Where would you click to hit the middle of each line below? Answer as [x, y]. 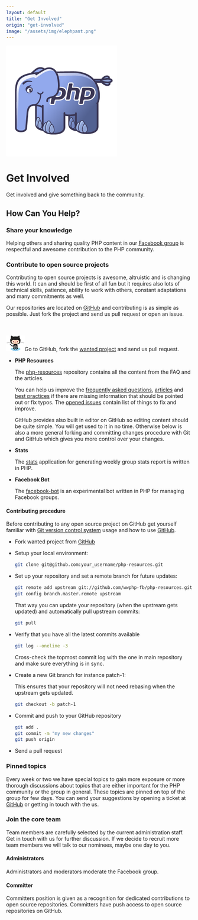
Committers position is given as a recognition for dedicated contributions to [98, 898]
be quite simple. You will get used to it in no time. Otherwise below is [98, 426]
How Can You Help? [43, 213]
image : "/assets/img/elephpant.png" [51, 31]
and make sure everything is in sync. [59, 663]
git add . [27, 727]
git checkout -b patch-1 [45, 704]
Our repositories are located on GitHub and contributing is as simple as [92, 308]
